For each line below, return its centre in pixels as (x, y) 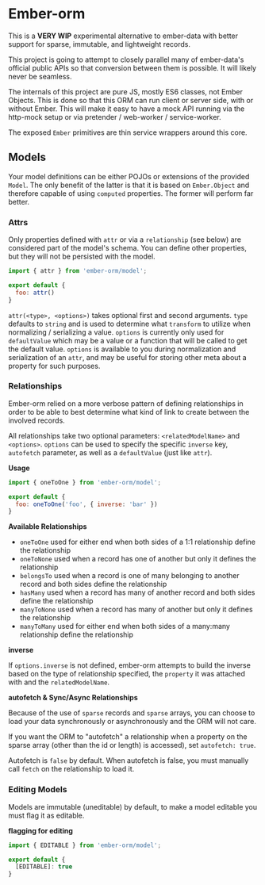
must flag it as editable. (46, 815)
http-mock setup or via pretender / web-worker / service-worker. (115, 117)
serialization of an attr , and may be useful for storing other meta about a (128, 357)
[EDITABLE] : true (44, 867)
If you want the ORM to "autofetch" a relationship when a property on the (128, 737)
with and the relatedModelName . (59, 682)
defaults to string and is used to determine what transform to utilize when (130, 324)
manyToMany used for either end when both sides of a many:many (125, 626)
